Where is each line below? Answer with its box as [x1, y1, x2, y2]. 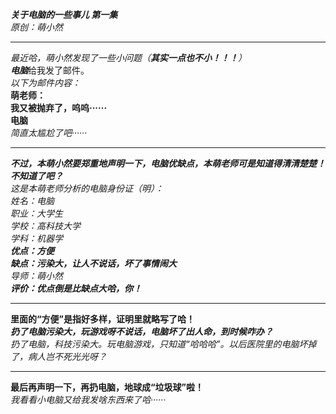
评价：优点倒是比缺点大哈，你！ [10, 283, 142, 294]
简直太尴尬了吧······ [10, 127, 88, 138]
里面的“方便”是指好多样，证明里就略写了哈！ [10, 313, 196, 325]
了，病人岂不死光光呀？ [10, 351, 107, 362]
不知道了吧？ [10, 170, 63, 182]
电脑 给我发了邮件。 [10, 64, 90, 76]
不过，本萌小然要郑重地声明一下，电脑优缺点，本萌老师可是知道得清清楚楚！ [10, 158, 326, 169]
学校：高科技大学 [10, 220, 81, 232]
